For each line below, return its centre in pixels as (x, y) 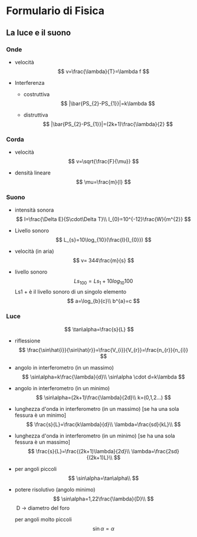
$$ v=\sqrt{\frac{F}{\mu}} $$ (104, 162)
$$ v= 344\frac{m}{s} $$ (104, 261)
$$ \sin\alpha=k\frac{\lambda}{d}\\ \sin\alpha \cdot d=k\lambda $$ (104, 377)
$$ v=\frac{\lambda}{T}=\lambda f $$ (104, 71)
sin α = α (104, 528)
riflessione (27, 341)
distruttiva (36, 115)
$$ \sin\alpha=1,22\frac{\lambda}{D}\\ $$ (104, 499)
